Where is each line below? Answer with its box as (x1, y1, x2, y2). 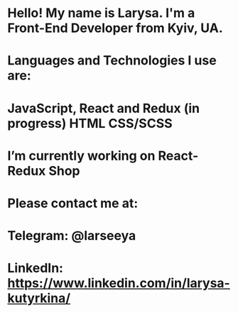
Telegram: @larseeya (7, 228, 136, 244)
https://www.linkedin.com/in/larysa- (7, 275, 231, 292)
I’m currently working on (7, 148, 156, 164)
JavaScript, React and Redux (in (7, 100, 200, 116)
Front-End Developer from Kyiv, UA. (7, 20, 224, 36)
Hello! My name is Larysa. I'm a (7, 5, 195, 21)
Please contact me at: (7, 195, 139, 211)
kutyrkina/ (7, 290, 71, 307)
